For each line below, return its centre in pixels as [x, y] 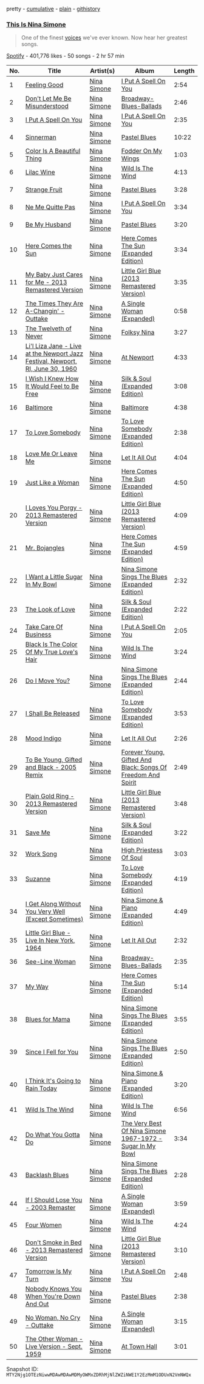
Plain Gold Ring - [50, 796]
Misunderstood [47, 106]
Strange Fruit [44, 189]
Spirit [129, 783]
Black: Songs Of [144, 768]
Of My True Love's [52, 652]
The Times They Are [54, 304]
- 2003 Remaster [50, 1208]
